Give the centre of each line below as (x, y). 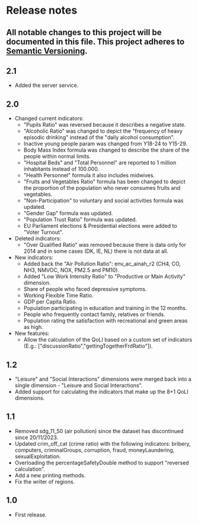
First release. (31, 515)
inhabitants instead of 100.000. (61, 169)
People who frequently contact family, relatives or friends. (95, 314)
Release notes (42, 10)
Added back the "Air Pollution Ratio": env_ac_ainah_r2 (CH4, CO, (102, 264)
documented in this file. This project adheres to (95, 41)
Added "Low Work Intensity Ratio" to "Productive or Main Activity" (104, 277)
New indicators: (34, 258)
